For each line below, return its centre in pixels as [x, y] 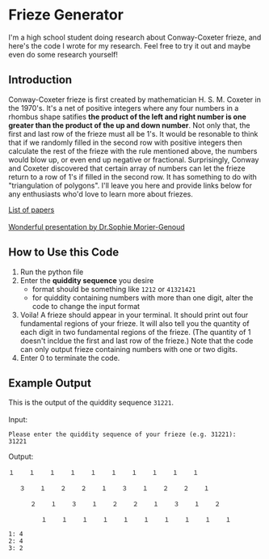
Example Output [50, 383]
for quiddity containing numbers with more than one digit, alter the [143, 298]
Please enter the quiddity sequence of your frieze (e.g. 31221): [122, 434]
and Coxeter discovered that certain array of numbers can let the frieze [127, 168]
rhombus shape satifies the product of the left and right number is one [127, 116]
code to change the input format [86, 306]
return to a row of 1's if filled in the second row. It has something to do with [132, 176]
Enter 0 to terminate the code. [70, 358]
